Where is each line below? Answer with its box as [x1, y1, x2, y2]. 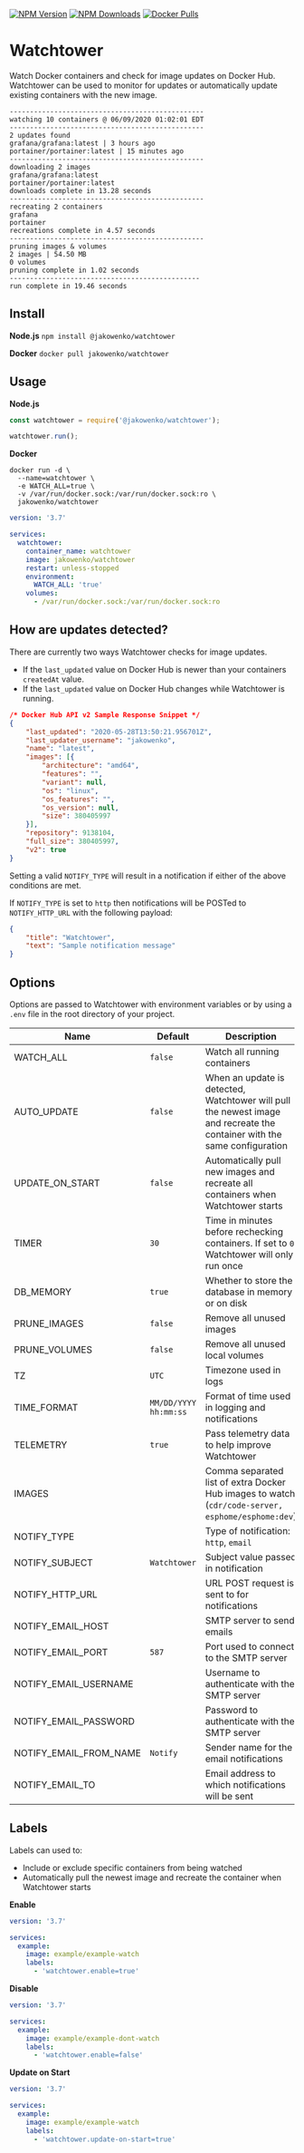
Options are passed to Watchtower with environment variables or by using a [9, 998, 292, 1010]
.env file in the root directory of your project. [9, 1008, 175, 1019]
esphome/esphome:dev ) [204, 1509, 297, 1522]
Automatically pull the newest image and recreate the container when [22, 1872, 282, 1883]
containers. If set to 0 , [204, 1237, 297, 1249]
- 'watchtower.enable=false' [33, 2051, 144, 2060]
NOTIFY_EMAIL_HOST [14, 1619, 109, 1632]
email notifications [204, 1752, 283, 1765]
